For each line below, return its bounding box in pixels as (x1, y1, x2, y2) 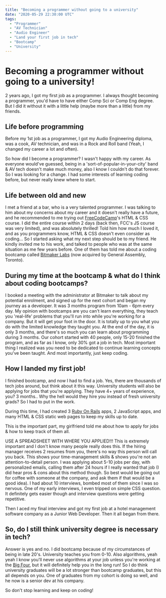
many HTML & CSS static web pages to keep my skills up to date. (5, 413, 139, 419)
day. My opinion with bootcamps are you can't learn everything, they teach (5, 308, 159, 314)
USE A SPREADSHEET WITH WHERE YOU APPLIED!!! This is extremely (5, 438, 150, 444)
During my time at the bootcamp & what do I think (5, 271, 161, 280)
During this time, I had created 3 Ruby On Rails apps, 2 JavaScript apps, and (5, 408, 161, 414)
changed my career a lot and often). (5, 146, 78, 152)
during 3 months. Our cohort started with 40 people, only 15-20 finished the (5, 334, 160, 340)
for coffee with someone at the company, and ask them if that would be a (5, 475, 155, 481)
